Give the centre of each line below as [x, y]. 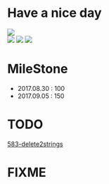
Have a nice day [54, 13]
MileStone [38, 69]
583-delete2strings [35, 144]
